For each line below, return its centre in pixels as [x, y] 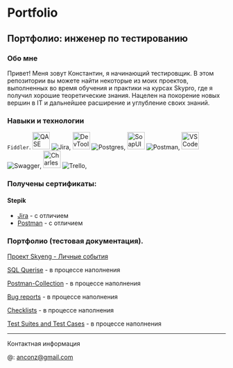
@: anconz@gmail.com [40, 357]
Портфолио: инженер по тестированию [98, 39]
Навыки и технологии [46, 121]
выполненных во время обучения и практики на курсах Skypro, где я [110, 87]
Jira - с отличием [43, 216]
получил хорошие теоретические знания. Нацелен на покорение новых [114, 95]
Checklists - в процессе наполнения [61, 310]
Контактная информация [44, 343]
